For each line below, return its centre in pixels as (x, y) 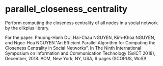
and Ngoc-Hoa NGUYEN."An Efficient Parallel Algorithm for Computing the (80, 42)
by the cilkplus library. (27, 28)
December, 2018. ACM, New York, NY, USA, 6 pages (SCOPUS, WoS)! (76, 58)
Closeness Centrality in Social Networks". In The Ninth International (73, 48)
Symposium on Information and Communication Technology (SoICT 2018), (80, 53)
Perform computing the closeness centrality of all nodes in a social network (81, 23)
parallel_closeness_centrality (66, 9)
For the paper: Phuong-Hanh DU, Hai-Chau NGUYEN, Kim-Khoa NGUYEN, (80, 37)
